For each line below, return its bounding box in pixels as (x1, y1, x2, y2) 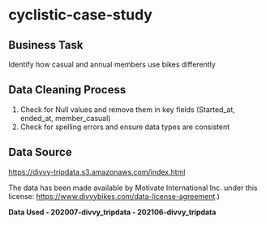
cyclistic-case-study (8, 6, 152, 24)
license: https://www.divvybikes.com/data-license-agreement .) (8, 191, 221, 201)
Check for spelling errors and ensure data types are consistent (19, 122, 230, 132)
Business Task (8, 38, 84, 52)
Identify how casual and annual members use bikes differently (8, 59, 217, 69)
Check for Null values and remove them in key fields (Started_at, (19, 104, 235, 115)
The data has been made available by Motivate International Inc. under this (8, 183, 258, 193)
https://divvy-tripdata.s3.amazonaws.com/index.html (8, 167, 186, 176)
